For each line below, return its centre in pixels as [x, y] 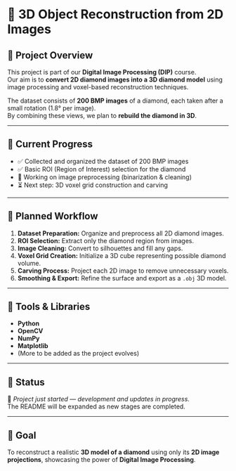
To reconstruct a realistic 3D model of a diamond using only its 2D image [113, 452]
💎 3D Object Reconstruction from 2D [115, 14]
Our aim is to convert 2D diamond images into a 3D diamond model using [115, 79]
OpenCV [30, 331]
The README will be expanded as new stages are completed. [97, 406]
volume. [29, 263]
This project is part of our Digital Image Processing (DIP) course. [102, 72]
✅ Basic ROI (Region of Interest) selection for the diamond [101, 169]
